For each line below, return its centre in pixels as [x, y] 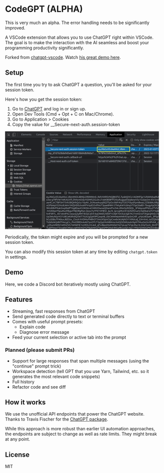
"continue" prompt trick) [37, 366]
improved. [15, 27]
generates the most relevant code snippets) [56, 376]
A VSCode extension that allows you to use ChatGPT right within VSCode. [79, 37]
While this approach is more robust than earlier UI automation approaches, [80, 429]
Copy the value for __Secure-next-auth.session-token [66, 124]
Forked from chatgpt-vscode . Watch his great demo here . [63, 57]
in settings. [16, 257]
